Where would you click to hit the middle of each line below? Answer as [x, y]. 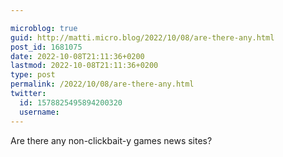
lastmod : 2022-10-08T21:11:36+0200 [84, 66]
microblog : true [44, 28]
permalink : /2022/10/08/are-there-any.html [102, 84]
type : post [33, 75]
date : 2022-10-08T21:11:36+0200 [77, 56]
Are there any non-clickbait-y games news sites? [111, 140]
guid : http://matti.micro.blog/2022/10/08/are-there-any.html [142, 37]
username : [39, 112]
